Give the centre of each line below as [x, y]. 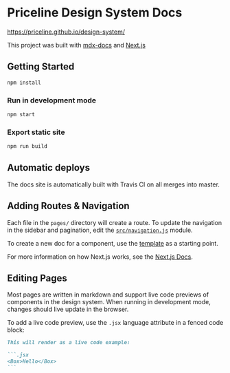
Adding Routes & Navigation [68, 206]
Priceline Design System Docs [95, 13]
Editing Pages [37, 278]
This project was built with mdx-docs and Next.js [77, 45]
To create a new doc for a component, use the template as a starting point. [113, 243]
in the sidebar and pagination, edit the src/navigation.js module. [100, 230]
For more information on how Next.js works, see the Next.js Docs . [100, 257]
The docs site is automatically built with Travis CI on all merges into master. [113, 184]
